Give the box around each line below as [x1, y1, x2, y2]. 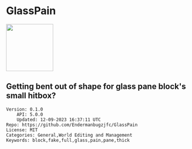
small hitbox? [6, 91, 56, 101]
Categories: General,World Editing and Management [6, 132, 133, 138]
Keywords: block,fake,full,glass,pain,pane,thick [6, 137, 130, 143]
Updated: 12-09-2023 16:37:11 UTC [16, 117, 101, 122]
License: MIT [6, 127, 38, 133]
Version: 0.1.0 [6, 106, 43, 112]
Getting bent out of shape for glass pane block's [6, 81, 186, 92]
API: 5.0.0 [16, 111, 43, 117]
